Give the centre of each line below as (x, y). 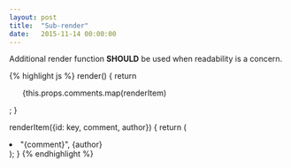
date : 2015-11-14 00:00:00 (63, 34)
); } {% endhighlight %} (52, 154)
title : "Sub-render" (49, 26)
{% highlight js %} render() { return (73, 76)
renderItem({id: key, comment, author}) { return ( (98, 127)
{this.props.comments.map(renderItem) (94, 93)
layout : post (33, 17)
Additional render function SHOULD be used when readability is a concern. (146, 59)
